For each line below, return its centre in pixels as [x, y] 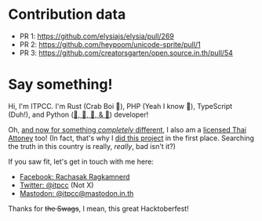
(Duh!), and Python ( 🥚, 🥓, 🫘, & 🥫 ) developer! [78, 114]
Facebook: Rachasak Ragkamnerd [75, 176]
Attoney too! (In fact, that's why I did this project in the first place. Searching [131, 138]
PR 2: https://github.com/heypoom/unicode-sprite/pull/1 [110, 44]
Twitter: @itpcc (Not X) [56, 185]
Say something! [60, 85]
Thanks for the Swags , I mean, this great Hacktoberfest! [99, 208]
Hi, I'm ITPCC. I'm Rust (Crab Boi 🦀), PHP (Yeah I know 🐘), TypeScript [120, 106]
